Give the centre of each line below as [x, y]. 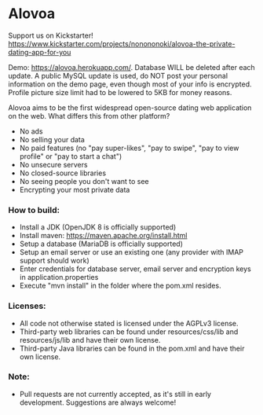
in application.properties [59, 277]
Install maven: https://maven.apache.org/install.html [103, 236]
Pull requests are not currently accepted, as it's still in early [115, 394]
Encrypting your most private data [75, 189]
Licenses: [27, 306]
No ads [31, 131]
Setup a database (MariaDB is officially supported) [101, 244]
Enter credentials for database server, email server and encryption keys [135, 269]
